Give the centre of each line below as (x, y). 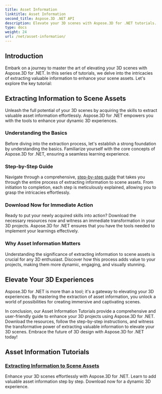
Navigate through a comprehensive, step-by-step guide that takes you (75, 177)
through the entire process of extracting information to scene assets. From (79, 182)
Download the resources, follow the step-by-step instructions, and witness (79, 321)
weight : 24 (16, 32)
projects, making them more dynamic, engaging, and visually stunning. (75, 264)
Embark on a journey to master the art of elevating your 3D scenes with (76, 68)
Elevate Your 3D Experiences (50, 280)
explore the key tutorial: (29, 83)
